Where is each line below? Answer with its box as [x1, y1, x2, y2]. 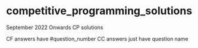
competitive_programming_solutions [6, 4, 193, 18]
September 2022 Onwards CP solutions [6, 24, 103, 31]
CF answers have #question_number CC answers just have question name [6, 35, 188, 42]
